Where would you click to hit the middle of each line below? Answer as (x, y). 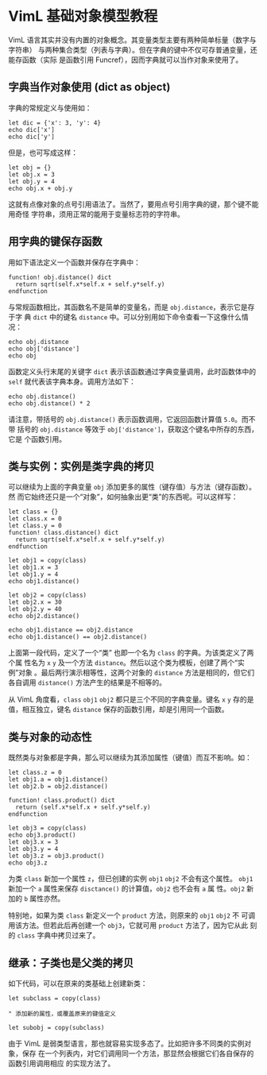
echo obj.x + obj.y (41, 188)
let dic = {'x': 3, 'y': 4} (55, 123)
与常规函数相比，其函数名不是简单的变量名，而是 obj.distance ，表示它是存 (132, 307)
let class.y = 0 (35, 526)
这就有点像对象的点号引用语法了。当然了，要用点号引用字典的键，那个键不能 (133, 204)
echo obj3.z (28, 863)
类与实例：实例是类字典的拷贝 (81, 466)
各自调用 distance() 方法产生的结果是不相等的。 (87, 683)
